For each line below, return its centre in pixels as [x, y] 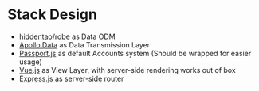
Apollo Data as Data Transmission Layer [84, 44]
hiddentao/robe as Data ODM [67, 36]
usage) [31, 62]
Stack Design [52, 15]
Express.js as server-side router [71, 78]
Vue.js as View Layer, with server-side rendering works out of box [127, 70]
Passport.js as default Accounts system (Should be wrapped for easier [135, 53]
